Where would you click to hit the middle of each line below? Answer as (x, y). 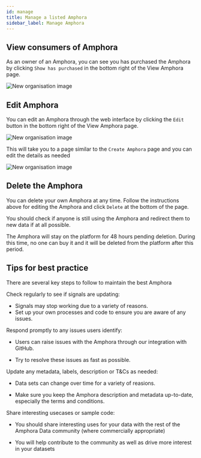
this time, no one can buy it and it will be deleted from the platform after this (100, 243)
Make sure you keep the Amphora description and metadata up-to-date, (104, 394)
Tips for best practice (47, 268)
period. (15, 249)
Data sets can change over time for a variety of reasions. (85, 383)
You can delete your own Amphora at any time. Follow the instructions (93, 200)
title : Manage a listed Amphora (46, 17)
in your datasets (35, 448)
